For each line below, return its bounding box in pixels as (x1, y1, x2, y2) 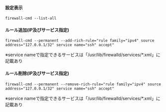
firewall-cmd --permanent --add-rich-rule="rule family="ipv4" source (5, 38, 155, 43)
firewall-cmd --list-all (5, 16, 57, 21)
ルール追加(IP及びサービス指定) (5, 27, 70, 33)
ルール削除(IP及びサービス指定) (5, 70, 70, 76)
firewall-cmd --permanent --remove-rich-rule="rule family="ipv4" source (5, 82, 162, 87)
